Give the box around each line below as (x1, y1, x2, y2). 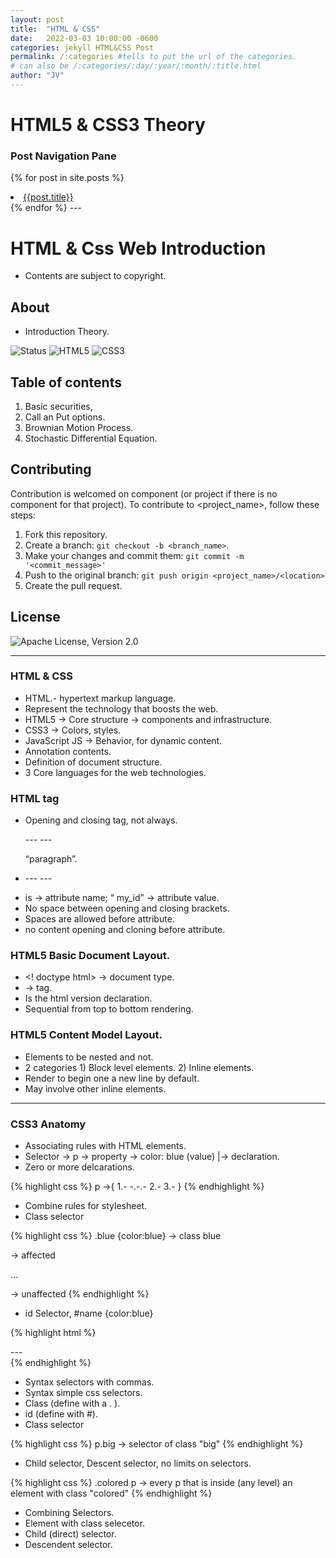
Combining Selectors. (24, 1507, 115, 1519)
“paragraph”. (24, 853, 78, 865)
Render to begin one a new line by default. (24, 1072, 200, 1084)
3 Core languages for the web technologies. (24, 766, 207, 778)
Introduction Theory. (24, 326, 110, 338)
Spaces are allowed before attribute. (24, 913, 175, 925)
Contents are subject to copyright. (24, 270, 167, 282)
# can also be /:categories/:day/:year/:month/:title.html (10, 61, 262, 71)
